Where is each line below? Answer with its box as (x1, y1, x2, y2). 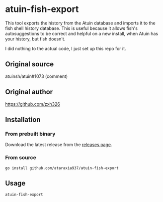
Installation (5, 115, 41, 124)
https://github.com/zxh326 (5, 101, 61, 107)
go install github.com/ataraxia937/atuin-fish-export (5, 166, 119, 171)
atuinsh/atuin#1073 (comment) (5, 73, 68, 79)
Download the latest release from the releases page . (5, 142, 113, 148)
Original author (5, 88, 53, 96)
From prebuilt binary (5, 130, 56, 137)
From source (5, 154, 36, 161)
